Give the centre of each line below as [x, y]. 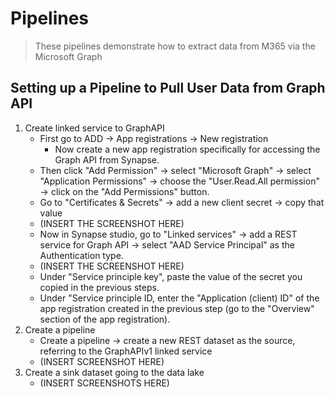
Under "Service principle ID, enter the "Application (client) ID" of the [179, 298]
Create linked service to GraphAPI [94, 128]
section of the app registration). [105, 319]
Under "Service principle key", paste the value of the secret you [171, 276]
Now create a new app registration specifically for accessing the [187, 149]
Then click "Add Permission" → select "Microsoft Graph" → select [175, 170]
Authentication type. [81, 255]
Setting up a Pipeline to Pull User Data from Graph [168, 88]
